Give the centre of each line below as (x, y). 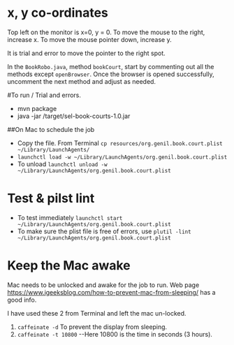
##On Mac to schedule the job (51, 129)
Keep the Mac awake (69, 266)
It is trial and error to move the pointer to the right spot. (86, 53)
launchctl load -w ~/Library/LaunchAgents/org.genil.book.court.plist (122, 157)
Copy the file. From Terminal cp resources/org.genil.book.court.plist (120, 143)
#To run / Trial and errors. (44, 95)
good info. (22, 300)
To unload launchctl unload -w (62, 164)
